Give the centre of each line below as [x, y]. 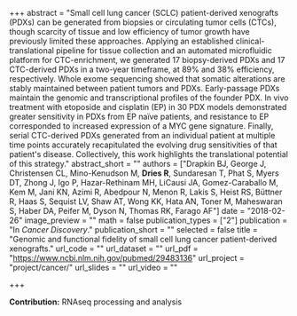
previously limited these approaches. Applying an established [121, 41]
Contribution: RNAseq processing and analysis [96, 302]
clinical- [250, 41]
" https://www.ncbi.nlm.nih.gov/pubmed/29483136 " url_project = [127, 258]
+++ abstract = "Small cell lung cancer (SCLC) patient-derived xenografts [144, 13]
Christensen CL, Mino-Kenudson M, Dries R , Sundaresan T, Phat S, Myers [144, 173]
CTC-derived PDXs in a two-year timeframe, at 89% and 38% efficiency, [142, 69]
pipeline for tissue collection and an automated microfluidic [164, 51]
